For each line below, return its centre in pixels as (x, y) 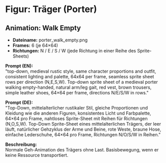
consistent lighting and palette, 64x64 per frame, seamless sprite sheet (80, 76)
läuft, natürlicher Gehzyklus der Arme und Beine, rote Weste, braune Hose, (83, 129)
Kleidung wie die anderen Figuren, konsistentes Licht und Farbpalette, (78, 113)
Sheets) (21, 56)
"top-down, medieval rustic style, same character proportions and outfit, (81, 71)
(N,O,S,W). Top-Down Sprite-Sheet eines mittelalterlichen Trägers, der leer (83, 124)
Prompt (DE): (19, 102)
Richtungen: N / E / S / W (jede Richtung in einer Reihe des (74, 51)
